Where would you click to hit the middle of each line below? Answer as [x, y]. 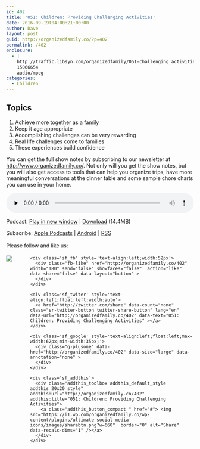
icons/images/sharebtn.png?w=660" [73, 425]
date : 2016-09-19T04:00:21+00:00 [48, 23]
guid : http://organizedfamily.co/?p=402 [57, 39]
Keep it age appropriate [44, 128]
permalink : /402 [26, 45]
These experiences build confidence [60, 147]
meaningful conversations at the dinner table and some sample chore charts [100, 178]
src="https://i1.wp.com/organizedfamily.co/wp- [90, 414]
